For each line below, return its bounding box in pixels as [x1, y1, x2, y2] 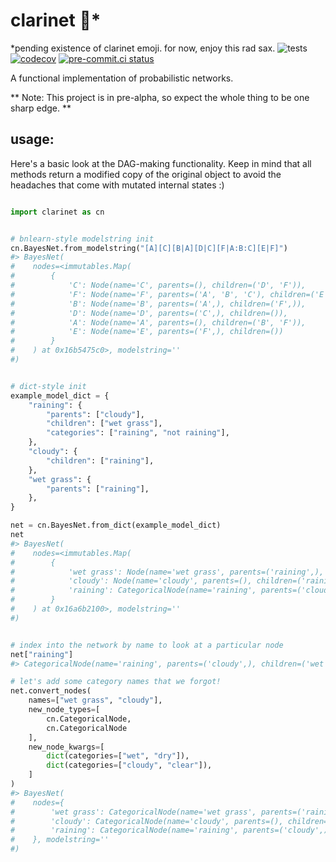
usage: [10, 131, 55, 148]
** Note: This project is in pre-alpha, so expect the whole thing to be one [10, 91, 310, 103]
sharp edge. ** [10, 102, 72, 114]
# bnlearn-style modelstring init [10, 234, 155, 244]
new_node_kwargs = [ [28, 742, 105, 752]
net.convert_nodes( [10, 686, 92, 696]
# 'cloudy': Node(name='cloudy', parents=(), [10, 576, 253, 586]
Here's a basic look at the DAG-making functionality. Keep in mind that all [10, 157, 312, 169]
